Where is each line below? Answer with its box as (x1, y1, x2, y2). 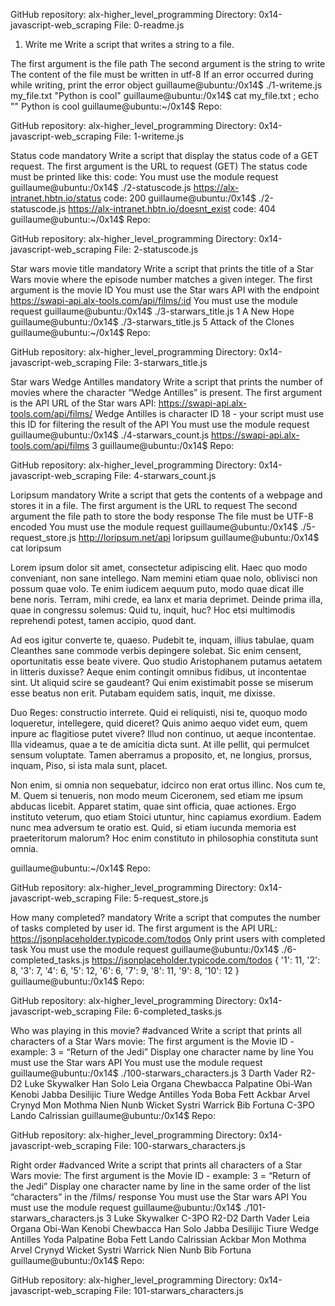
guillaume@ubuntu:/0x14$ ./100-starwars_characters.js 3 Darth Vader (10, 1067, 299, 1079)
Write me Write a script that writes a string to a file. (24, 39, 235, 50)
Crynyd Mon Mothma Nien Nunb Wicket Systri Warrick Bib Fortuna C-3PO (10, 1099, 315, 1111)
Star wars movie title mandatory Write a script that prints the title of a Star (10, 263, 314, 274)
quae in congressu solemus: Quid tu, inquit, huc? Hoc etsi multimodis (10, 604, 296, 616)
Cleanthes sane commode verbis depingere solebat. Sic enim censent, (10, 645, 302, 656)
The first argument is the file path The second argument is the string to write (10, 58, 326, 69)
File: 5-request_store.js (113, 892, 209, 904)
